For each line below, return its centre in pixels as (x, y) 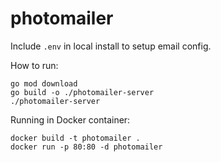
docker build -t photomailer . (75, 138)
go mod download (44, 83)
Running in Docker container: (70, 119)
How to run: (34, 65)
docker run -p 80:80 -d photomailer (86, 147)
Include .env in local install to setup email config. (111, 46)
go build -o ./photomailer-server (82, 92)
